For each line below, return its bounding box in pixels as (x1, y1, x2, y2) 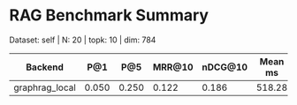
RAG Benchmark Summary (9, 5, 209, 26)
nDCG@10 (202, 61, 248, 73)
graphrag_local (13, 81, 77, 94)
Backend (26, 61, 65, 73)
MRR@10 (152, 61, 194, 73)
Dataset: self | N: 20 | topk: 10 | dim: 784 (9, 34, 156, 45)
